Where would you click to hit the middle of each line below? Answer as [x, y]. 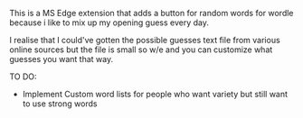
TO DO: [24, 77]
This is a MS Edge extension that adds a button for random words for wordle [151, 13]
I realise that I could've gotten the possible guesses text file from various [145, 40]
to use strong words [60, 104]
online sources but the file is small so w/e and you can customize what [141, 50]
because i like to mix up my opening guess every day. [109, 23]
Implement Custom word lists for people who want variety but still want [155, 94]
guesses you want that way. [62, 59]
